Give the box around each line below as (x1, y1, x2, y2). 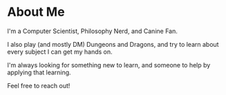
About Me (7, 4, 65, 20)
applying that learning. (7, 68, 71, 76)
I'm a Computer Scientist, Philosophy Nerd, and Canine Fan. (7, 27, 178, 35)
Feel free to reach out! (7, 81, 70, 89)
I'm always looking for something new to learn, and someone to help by (7, 61, 211, 69)
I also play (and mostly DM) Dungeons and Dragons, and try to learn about (7, 40, 219, 48)
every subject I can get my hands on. (7, 47, 113, 56)
